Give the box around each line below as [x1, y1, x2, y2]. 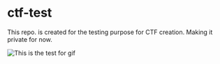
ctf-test [7, 5, 52, 21]
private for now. [7, 35, 52, 43]
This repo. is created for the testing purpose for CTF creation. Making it [7, 28, 213, 36]
